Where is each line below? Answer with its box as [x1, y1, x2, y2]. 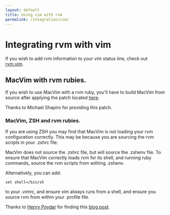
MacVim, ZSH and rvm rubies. [5, 117, 81, 125]
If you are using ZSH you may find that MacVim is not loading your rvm [5, 129, 153, 135]
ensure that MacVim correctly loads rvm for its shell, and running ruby [5, 155, 152, 161]
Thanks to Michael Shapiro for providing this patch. [5, 105, 113, 111]
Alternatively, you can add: [5, 170, 61, 176]
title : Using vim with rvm [5, 12, 62, 17]
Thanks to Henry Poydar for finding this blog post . [5, 204, 110, 210]
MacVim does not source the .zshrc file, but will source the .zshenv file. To [5, 149, 161, 156]
